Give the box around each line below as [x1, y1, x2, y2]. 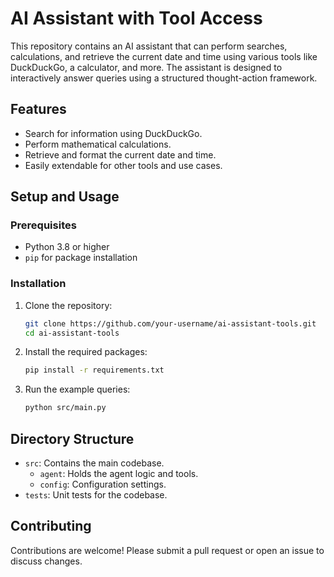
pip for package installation [24, 252, 138, 264]
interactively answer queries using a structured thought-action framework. [10, 72, 318, 84]
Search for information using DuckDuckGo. [24, 127, 203, 139]
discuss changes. [10, 555, 83, 567]
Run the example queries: [24, 383, 131, 396]
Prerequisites [10, 218, 77, 232]
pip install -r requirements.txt [24, 365, 165, 376]
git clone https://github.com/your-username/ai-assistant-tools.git [24, 318, 317, 329]
